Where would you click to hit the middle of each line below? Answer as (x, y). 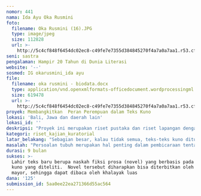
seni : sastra (22, 56)
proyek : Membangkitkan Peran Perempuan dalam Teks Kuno (79, 112)
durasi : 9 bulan (26, 151)
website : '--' (24, 67)
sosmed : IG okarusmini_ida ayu (45, 73)
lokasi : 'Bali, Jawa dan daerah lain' (54, 117)
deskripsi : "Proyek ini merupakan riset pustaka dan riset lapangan (93, 128)
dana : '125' (21, 179)
